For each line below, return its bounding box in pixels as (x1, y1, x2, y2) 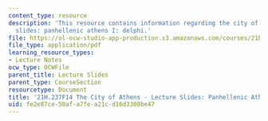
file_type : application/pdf (8, 41, 102, 49)
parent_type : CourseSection (8, 78, 102, 86)
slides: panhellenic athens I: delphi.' (15, 26, 152, 34)
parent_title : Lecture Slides (8, 71, 109, 79)
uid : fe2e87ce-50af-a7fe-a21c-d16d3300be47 (8, 100, 156, 108)
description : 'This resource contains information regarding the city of (8, 19, 259, 27)
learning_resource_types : (8, 49, 94, 57)
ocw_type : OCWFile (8, 64, 69, 72)
